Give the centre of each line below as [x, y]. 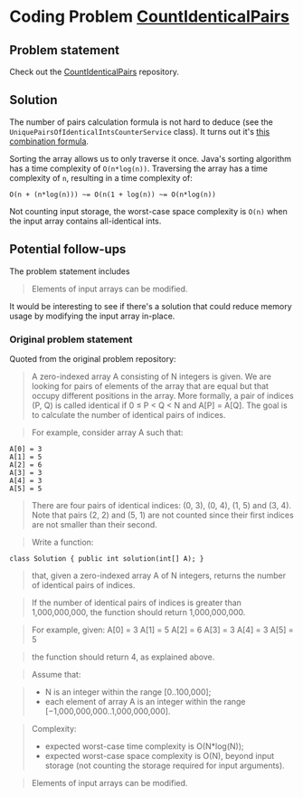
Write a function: [62, 542]
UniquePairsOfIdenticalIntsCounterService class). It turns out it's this [140, 131]
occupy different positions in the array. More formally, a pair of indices [162, 395]
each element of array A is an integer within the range [145, 701]
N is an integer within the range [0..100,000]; [128, 692]
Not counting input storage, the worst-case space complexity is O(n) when [148, 211]
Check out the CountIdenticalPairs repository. [94, 71]
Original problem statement [71, 339]
